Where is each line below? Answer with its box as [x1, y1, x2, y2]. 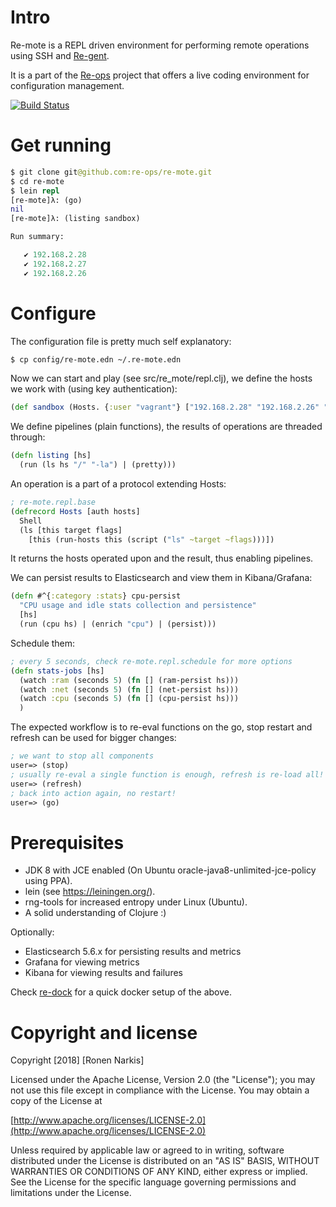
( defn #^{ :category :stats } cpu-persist [10, 591, 182, 601]
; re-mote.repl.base [10, 497, 97, 508]
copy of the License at [10, 1095, 103, 1107]
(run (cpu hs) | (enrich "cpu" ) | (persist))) [19, 619, 217, 630]
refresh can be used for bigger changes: [10, 732, 177, 744]
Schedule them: [10, 637, 76, 649]
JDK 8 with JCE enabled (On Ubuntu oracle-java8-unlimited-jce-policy [24, 864, 317, 876]
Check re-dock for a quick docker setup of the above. [10, 986, 233, 998]
